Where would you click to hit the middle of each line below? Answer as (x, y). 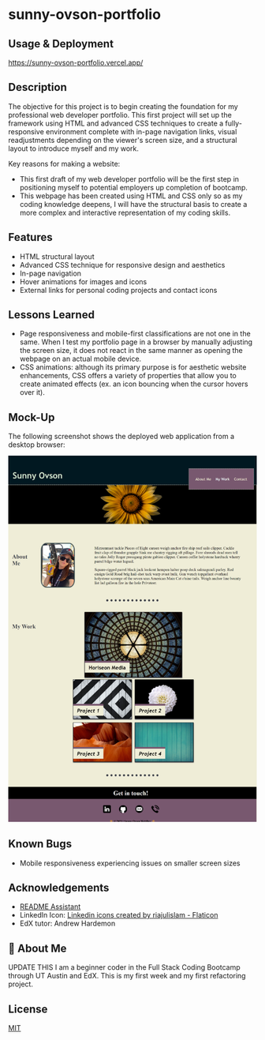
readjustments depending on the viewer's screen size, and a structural (123, 140)
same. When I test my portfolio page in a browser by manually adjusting (136, 342)
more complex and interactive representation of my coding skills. (125, 212)
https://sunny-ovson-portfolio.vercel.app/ (76, 62)
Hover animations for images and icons (83, 281)
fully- (234, 123)
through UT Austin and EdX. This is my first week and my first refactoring (127, 976)
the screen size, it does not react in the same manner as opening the (131, 351)
